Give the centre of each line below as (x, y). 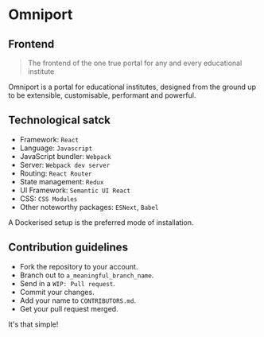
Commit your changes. (57, 292)
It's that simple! (33, 324)
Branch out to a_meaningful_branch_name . (87, 275)
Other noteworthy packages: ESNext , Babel (89, 207)
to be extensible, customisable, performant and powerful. (102, 95)
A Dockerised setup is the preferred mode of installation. (101, 222)
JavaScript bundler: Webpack (65, 156)
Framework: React (49, 139)
